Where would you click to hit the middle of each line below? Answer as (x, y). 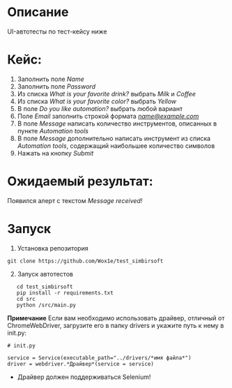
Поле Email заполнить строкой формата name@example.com (108, 116)
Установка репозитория (53, 248)
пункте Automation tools (53, 130)
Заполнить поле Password (56, 86)
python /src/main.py (46, 305)
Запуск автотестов (45, 274)
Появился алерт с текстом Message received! (75, 200)
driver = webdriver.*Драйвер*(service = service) (81, 364)
